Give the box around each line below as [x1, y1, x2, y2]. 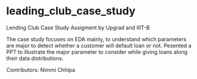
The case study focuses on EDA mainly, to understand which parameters [6, 35, 187, 42]
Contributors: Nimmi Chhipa [6, 66, 76, 73]
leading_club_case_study [6, 4, 136, 18]
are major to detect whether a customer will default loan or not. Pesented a [6, 42, 192, 49]
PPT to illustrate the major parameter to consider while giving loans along [6, 48, 188, 55]
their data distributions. [6, 54, 64, 62]
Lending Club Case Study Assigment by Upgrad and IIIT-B [6, 24, 150, 31]
